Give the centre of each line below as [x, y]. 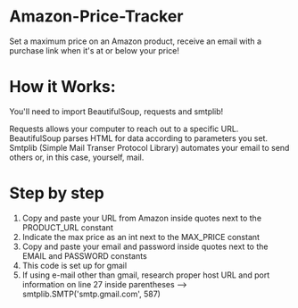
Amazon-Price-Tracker [96, 17]
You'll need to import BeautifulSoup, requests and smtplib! [116, 111]
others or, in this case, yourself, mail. [77, 157]
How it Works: [62, 87]
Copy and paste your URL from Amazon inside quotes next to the [141, 218]
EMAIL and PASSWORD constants [84, 255]
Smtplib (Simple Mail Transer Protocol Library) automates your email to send [149, 147]
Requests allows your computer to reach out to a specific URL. [124, 129]
